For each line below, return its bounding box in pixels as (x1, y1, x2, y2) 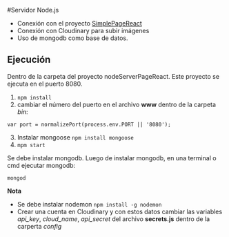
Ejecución (7, 54, 51, 66)
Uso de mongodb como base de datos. (17, 34, 129, 42)
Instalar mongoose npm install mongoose (17, 133, 135, 141)
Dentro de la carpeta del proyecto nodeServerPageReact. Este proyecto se (7, 72, 219, 80)
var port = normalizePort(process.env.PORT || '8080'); (7, 121, 171, 128)
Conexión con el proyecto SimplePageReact (17, 19, 143, 27)
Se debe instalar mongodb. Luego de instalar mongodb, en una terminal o (7, 153, 217, 162)
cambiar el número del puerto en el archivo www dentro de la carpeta (17, 100, 216, 108)
